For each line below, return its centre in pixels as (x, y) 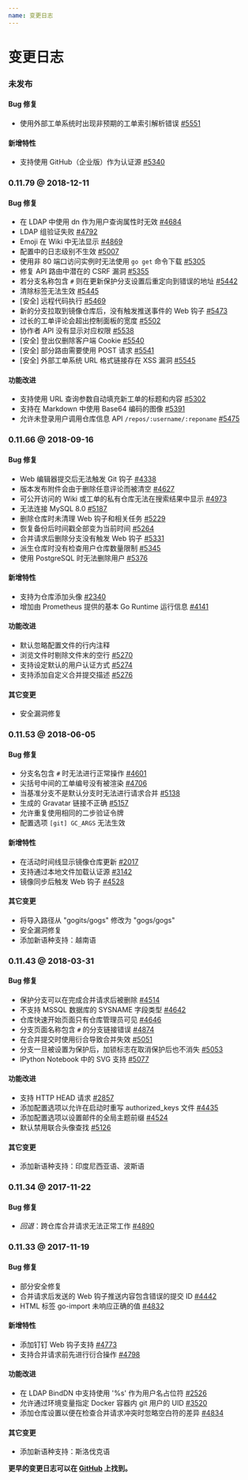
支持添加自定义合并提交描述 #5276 (76, 675)
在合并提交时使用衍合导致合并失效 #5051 (86, 1039)
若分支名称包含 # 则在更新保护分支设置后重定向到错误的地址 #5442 (129, 281)
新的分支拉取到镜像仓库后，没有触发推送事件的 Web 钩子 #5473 (123, 311)
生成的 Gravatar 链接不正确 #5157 (74, 803)
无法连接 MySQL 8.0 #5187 (64, 508)
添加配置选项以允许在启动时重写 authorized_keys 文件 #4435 (119, 1108)
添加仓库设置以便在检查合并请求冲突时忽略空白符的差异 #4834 (121, 1413)
